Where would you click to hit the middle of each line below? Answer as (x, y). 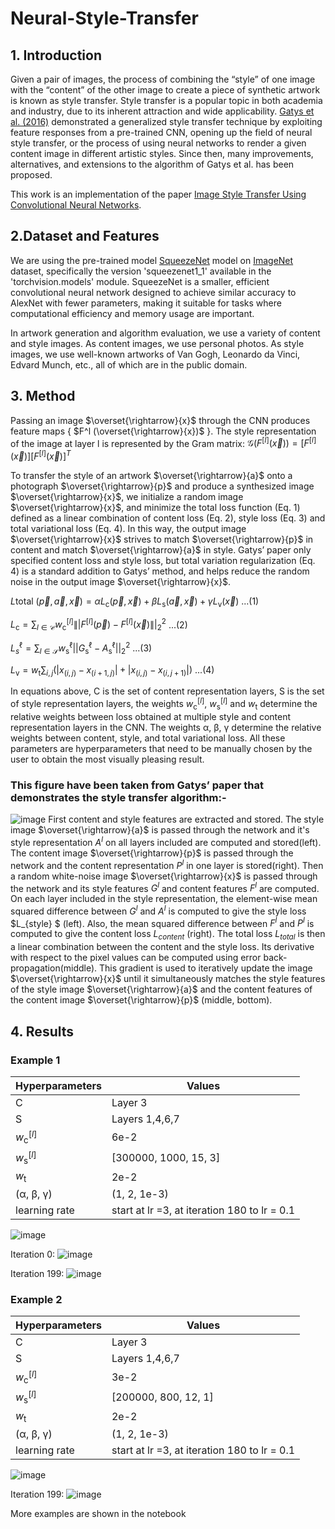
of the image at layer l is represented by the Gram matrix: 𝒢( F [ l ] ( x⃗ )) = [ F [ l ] (163, 442)
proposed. (31, 175)
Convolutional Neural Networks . (76, 205)
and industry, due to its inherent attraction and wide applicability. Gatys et (162, 111)
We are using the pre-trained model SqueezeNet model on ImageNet (152, 260)
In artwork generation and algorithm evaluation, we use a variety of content (165, 333)
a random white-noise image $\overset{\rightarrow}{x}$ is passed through (164, 876)
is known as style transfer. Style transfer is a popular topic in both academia (166, 100)
